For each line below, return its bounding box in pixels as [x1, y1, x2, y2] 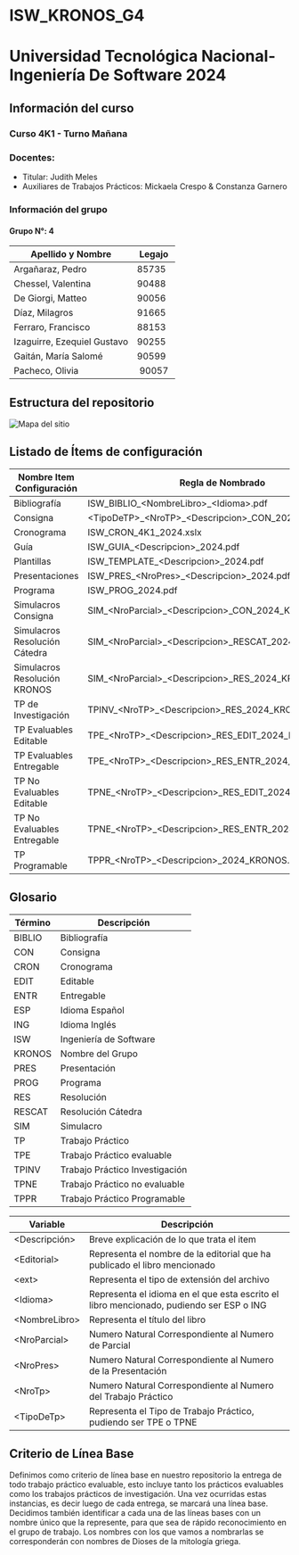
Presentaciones [13, 569, 79, 582]
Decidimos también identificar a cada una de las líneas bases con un [9, 1508, 261, 1518]
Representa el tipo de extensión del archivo [88, 1273, 270, 1286]
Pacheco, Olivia [13, 365, 79, 377]
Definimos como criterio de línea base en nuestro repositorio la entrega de [9, 1469, 282, 1481]
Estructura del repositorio [9, 394, 155, 410]
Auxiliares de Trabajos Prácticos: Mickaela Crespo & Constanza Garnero [21, 180, 287, 192]
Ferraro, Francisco [13, 321, 91, 334]
